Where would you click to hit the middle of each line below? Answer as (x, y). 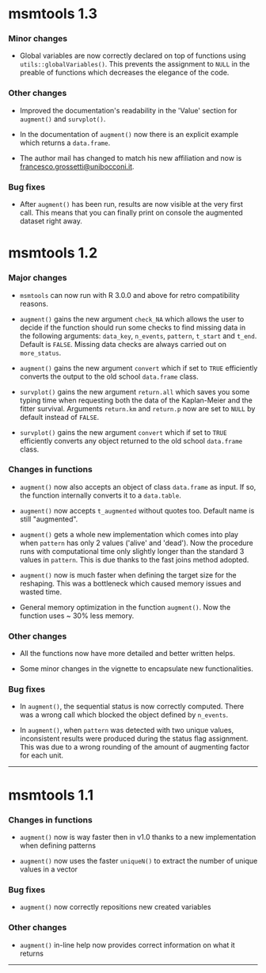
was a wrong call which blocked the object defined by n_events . (124, 715)
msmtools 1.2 (53, 253)
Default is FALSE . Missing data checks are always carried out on (123, 344)
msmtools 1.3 (53, 14)
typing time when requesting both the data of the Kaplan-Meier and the (136, 400)
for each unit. (42, 756)
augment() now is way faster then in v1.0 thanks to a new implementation (138, 837)
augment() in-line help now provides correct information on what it (127, 944)
